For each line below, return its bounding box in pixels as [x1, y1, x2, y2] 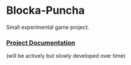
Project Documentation [6, 39, 76, 47]
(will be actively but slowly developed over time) [6, 52, 126, 60]
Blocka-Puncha [6, 4, 85, 17]
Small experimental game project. [6, 23, 90, 31]
